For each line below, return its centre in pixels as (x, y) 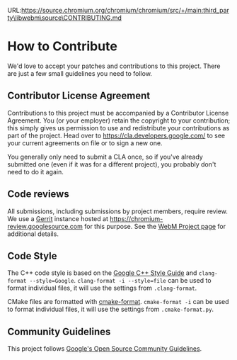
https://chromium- (136, 218)
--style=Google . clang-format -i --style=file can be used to (120, 281)
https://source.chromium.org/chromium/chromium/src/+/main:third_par (125, 10)
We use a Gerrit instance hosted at (58, 218)
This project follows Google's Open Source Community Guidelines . (105, 349)
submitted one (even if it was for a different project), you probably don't (112, 164)
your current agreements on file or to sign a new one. (85, 143)
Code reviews (38, 194)
